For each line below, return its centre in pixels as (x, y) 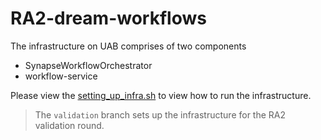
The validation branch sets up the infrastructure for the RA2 (160, 114)
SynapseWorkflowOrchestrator (88, 65)
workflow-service (61, 76)
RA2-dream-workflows (108, 18)
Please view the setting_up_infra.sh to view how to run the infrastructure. (161, 95)
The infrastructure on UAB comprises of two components (128, 46)
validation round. (69, 125)
